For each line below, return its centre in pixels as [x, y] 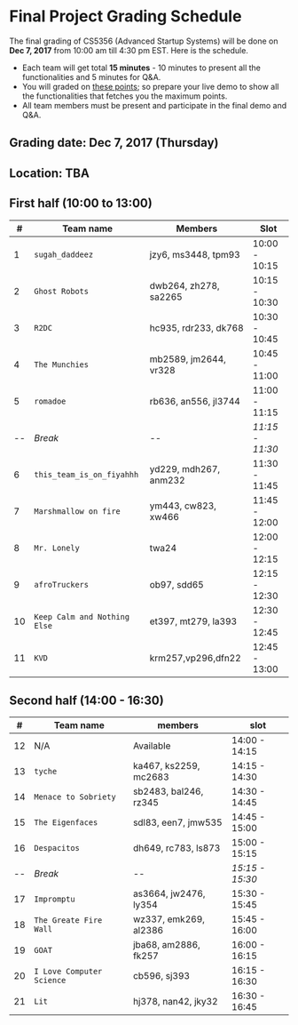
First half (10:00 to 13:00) [81, 203]
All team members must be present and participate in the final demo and [154, 105]
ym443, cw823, [183, 506]
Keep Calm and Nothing [82, 617]
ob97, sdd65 [176, 584]
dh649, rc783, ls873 [176, 848]
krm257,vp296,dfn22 [195, 658]
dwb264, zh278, [184, 285]
